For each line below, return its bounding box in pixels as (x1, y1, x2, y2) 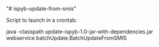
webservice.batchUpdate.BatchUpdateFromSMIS (6, 35, 127, 41)
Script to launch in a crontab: (6, 17, 77, 23)
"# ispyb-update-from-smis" (6, 5, 76, 12)
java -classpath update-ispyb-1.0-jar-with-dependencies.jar (6, 28, 154, 35)
